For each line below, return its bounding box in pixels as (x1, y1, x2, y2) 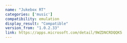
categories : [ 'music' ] (5, 12, 53, 17)
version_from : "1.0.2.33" (5, 26, 59, 31)
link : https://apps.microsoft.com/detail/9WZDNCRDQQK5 (5, 30, 122, 35)
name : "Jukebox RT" (5, 7, 46, 12)
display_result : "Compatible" (5, 21, 69, 26)
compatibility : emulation (5, 16, 59, 21)
